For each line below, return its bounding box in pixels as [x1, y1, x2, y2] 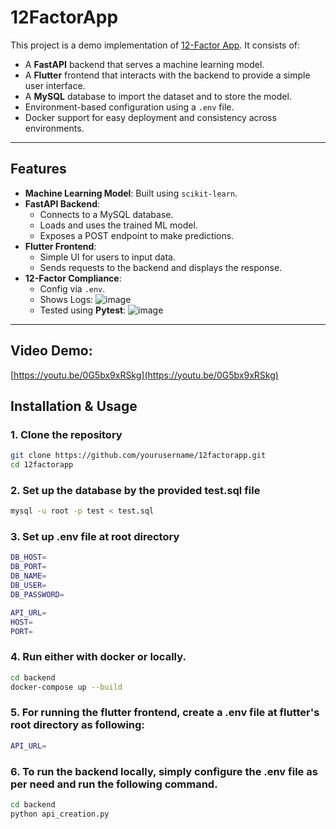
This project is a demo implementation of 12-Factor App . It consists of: [10, 39, 301, 51]
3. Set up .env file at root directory [10, 530, 180, 544]
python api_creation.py [10, 809, 110, 819]
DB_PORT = [10, 562, 47, 572]
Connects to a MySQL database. [39, 208, 174, 220]
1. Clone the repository [10, 427, 123, 441]
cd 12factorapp [10, 460, 74, 470]
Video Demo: [10, 342, 93, 360]
